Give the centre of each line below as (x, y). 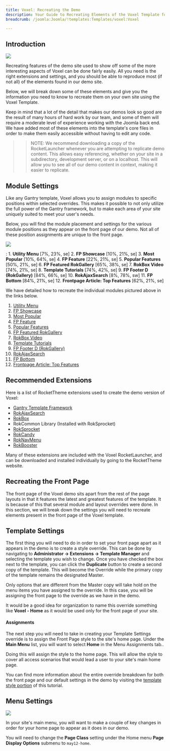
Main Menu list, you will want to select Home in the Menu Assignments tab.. (85, 644)
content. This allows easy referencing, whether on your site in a (97, 154)
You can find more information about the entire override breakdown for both (85, 674)
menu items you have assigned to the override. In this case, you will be (79, 590)
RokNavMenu (27, 440)
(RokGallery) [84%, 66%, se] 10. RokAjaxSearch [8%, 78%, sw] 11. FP (79, 275)
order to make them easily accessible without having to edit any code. (78, 134)
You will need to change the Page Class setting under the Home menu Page (85, 738)
